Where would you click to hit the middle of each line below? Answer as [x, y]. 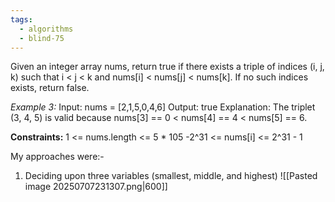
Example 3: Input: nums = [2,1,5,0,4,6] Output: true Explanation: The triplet [163, 107]
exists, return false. [50, 88]
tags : [21, 19]
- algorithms [46, 29]
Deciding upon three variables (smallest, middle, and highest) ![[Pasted [171, 176]
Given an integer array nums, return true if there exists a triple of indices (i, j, [167, 67]
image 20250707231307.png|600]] [96, 187]
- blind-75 [42, 38]
